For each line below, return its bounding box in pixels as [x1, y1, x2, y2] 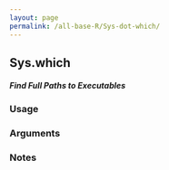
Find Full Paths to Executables [9, 80, 126, 91]
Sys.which [9, 55, 71, 71]
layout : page [9, 13, 59, 23]
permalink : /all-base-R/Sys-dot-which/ [9, 22, 161, 31]
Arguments [9, 127, 61, 140]
